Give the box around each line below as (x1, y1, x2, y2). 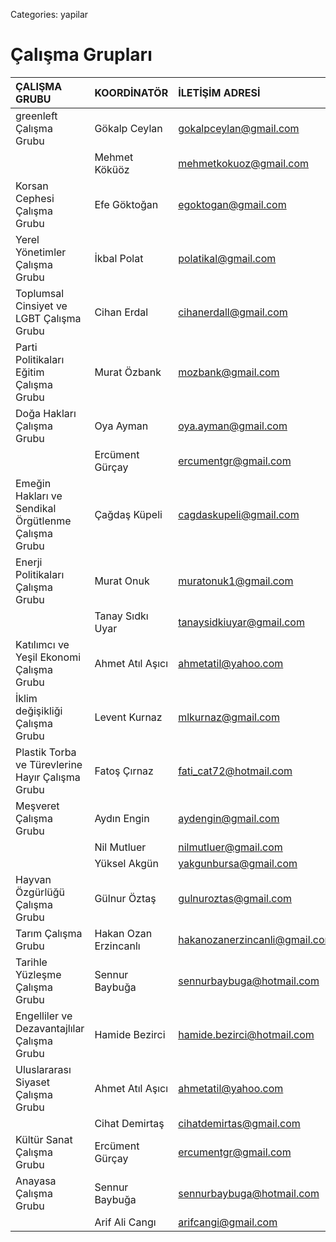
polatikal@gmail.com (178, 251, 277, 265)
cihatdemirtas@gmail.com (178, 1116, 301, 1130)
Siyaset (15, 1075, 51, 1089)
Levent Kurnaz (94, 710, 163, 724)
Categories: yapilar (10, 9, 89, 20)
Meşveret (15, 799, 60, 813)
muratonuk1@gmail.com (178, 574, 294, 588)
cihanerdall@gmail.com (178, 305, 288, 319)
